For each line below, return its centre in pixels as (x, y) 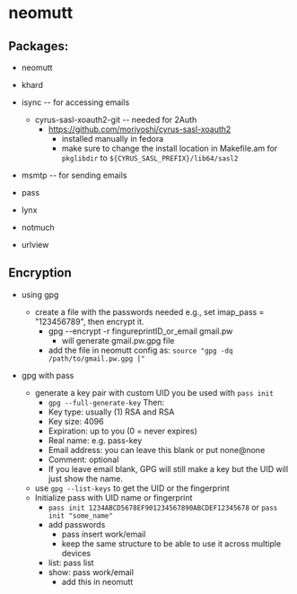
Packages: (39, 46)
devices (76, 553)
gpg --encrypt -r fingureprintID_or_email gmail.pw (140, 331)
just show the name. (85, 478)
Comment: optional (83, 459)
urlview (35, 245)
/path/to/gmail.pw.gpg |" (96, 358)
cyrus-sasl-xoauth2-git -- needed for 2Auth (116, 120)
